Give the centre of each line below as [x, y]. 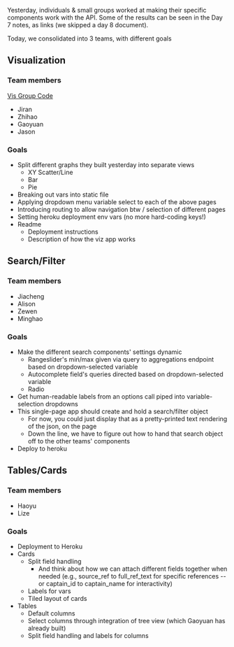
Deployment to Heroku [50, 546]
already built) [47, 628]
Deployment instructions [63, 232]
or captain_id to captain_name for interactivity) [105, 583]
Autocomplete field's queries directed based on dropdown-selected [125, 374]
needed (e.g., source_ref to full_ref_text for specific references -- [132, 576]
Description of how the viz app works [82, 239]
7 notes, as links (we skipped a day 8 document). [78, 25]
